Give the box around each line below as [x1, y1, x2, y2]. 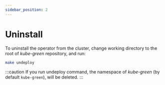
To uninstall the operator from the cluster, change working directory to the [5, 45, 158, 51]
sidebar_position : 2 [5, 7, 48, 12]
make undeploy [5, 60, 35, 65]
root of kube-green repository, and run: [5, 50, 86, 56]
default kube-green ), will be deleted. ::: [5, 74, 84, 80]
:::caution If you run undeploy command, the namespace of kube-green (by [5, 69, 160, 75]
